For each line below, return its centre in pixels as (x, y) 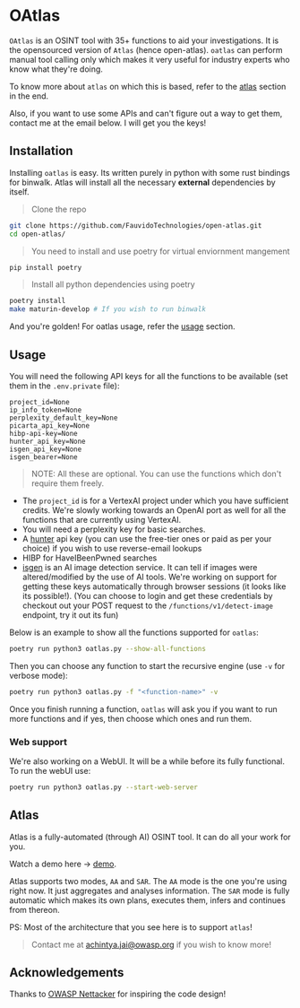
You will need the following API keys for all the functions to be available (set (149, 376)
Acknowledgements (67, 973)
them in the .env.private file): (64, 386)
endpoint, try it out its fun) (70, 614)
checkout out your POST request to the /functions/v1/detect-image (147, 605)
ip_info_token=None (46, 410)
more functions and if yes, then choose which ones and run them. (131, 718)
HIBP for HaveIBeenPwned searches (90, 558)
